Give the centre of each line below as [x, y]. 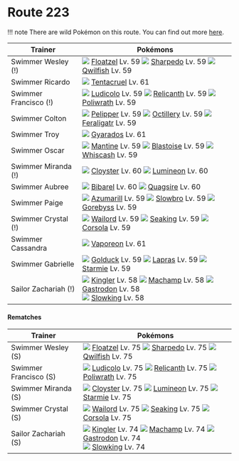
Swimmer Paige [37, 202]
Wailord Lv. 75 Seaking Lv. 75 [146, 409]
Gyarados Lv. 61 [119, 134]
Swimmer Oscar [38, 150]
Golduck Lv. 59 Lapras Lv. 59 [145, 259]
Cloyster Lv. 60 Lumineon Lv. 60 [150, 170]
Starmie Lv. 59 [106, 269]
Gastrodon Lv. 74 [112, 438]
